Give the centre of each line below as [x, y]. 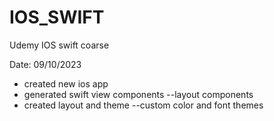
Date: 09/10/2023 [45, 64]
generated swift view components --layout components [138, 94]
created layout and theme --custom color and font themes [143, 105]
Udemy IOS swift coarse [59, 45]
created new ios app [66, 83]
